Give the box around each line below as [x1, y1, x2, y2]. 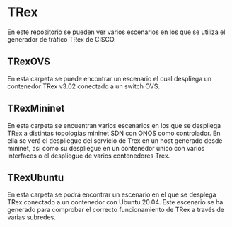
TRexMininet [7, 103, 65, 115]
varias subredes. [7, 213, 57, 221]
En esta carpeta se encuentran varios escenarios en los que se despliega [7, 121, 221, 129]
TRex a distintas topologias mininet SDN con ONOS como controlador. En [7, 129, 221, 137]
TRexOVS [7, 56, 51, 68]
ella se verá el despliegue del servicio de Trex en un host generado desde [7, 136, 223, 145]
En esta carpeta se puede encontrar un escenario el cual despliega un [7, 74, 212, 83]
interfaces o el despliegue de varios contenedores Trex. [7, 151, 170, 160]
